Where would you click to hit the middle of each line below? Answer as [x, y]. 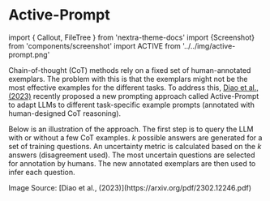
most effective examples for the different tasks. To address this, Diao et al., [134, 88]
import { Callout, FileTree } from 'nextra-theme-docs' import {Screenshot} [132, 37]
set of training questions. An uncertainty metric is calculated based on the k [135, 146]
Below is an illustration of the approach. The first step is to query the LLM [131, 129]
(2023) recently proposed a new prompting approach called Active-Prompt [134, 96]
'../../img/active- [209, 45]
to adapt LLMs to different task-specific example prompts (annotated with [132, 105]
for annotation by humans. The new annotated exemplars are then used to [132, 163]
